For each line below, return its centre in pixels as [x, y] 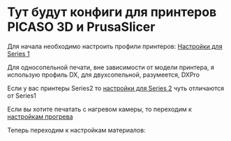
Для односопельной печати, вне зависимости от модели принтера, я [111, 67]
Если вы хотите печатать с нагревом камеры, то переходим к [99, 109]
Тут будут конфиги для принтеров [112, 12]
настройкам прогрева [40, 117]
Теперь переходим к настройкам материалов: [76, 130]
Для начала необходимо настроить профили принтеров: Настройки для [115, 46]
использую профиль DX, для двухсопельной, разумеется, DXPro [104, 75]
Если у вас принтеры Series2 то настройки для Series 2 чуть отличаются [116, 88]
